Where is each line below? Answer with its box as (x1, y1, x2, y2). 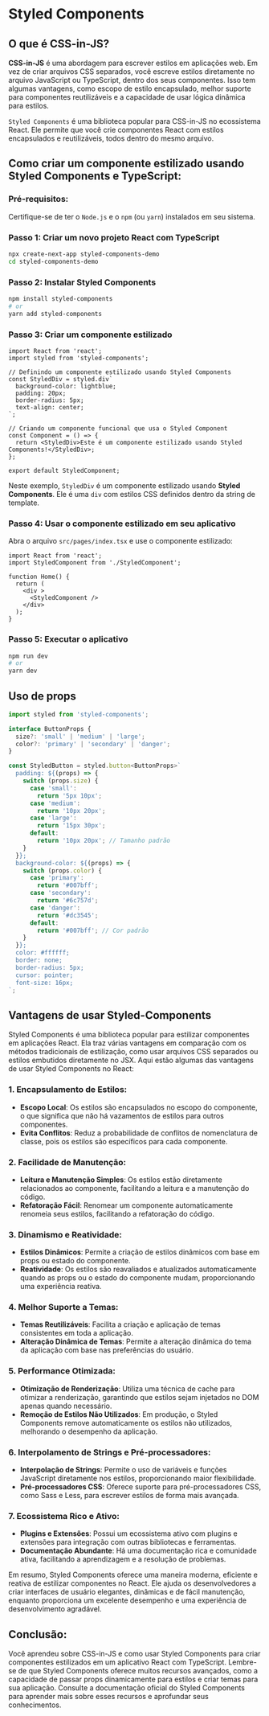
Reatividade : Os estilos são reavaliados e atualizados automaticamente (19, 1264, 257, 1275)
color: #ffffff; (15, 949, 70, 957)
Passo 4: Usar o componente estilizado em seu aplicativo (8, 518, 236, 529)
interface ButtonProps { (8, 725, 92, 733)
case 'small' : (29, 784, 78, 792)
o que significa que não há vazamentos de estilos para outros (19, 1110, 225, 1120)
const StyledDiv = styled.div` (8, 375, 113, 383)
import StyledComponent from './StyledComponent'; (8, 559, 181, 567)
